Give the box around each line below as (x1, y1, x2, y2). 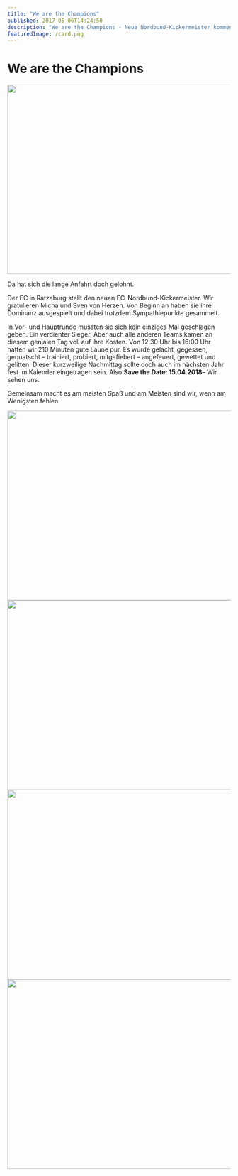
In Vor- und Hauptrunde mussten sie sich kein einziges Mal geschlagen (7, 322, 215, 331)
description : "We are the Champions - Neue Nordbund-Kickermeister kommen (7, 23, 233, 31)
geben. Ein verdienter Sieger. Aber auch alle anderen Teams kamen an (7, 330, 213, 339)
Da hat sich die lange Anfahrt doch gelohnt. (7, 280, 135, 288)
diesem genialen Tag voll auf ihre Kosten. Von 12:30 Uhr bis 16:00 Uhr (7, 338, 211, 347)
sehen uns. (7, 376, 40, 384)
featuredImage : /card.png (7, 30, 84, 38)
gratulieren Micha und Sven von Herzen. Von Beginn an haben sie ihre (7, 301, 212, 310)
